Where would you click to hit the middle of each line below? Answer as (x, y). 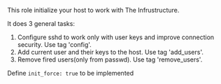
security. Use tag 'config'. (55, 44)
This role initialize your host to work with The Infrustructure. (93, 10)
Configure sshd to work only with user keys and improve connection (116, 37)
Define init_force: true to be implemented (71, 73)
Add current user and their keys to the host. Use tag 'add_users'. (110, 52)
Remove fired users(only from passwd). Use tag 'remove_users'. (110, 59)
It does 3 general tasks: (41, 23)
